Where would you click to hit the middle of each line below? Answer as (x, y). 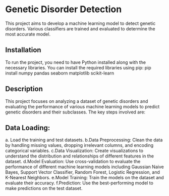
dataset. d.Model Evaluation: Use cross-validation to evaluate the (73, 162)
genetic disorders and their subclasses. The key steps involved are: (75, 112)
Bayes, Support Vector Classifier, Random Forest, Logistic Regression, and (82, 172)
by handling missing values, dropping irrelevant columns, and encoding (79, 145)
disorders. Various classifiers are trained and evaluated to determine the (80, 28)
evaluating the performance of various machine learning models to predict (82, 106)
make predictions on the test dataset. (44, 188)
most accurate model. (28, 34)
